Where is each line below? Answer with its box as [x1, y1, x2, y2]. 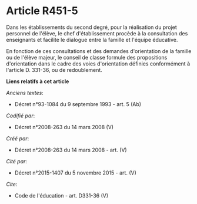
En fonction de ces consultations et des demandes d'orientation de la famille [6, 47, 192, 54]
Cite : [6, 180, 18, 187]
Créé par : [6, 134, 29, 142]
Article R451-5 [6, 4, 78, 18]
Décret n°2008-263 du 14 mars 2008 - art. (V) [14, 146, 128, 153]
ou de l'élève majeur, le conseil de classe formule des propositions [6, 54, 168, 61]
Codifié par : [6, 112, 35, 119]
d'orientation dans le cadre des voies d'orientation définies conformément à [6, 60, 190, 67]
